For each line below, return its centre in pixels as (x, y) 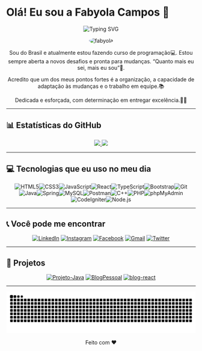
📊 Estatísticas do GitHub (54, 126)
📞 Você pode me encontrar (56, 224)
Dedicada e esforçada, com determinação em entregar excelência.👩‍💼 (101, 100)
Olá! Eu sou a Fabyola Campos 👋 (88, 12)
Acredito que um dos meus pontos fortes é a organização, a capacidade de (101, 79)
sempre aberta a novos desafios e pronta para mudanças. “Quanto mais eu (101, 61)
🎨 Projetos (26, 263)
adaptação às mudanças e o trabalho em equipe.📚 (101, 86)
